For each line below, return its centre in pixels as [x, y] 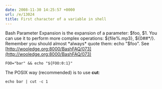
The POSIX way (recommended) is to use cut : [53, 73]
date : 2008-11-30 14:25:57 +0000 [40, 10]
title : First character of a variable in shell [56, 19]
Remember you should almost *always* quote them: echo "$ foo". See [77, 44]
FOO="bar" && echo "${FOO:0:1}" [39, 63]
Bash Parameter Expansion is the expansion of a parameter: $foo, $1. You [81, 33]
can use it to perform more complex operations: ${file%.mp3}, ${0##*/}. [80, 38]
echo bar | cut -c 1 [27, 82]
